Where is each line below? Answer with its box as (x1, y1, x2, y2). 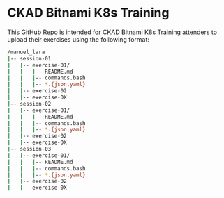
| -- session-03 (7, 146, 52, 153)
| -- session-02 (7, 100, 52, 107)
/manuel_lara (7, 49, 45, 56)
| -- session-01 (7, 55, 52, 62)
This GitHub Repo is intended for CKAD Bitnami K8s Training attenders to (7, 28, 218, 36)
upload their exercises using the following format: (7, 35, 150, 43)
